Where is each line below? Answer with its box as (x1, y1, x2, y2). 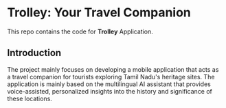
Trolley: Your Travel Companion (7, 5, 191, 21)
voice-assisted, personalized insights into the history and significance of (7, 87, 213, 95)
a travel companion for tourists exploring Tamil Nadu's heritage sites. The (7, 72, 215, 81)
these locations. (7, 94, 53, 103)
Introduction (7, 47, 62, 59)
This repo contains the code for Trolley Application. (7, 27, 153, 36)
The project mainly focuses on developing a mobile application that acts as (7, 65, 219, 73)
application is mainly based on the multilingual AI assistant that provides (7, 80, 211, 88)
